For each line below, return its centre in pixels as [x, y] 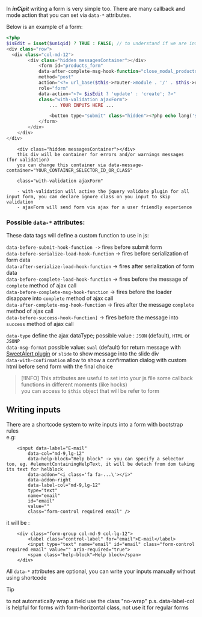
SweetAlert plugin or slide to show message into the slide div [83, 354]
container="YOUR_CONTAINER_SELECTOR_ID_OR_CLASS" [70, 170]
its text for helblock [35, 469]
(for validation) [28, 160]
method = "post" [56, 77]
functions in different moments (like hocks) [74, 384]
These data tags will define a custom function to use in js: [78, 236]
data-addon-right [49, 480]
